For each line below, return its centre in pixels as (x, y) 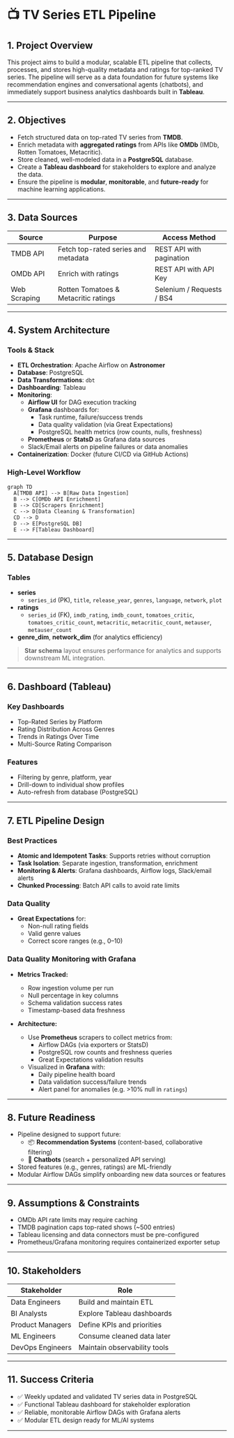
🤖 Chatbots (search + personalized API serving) (96, 1160)
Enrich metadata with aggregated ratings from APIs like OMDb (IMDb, (118, 145)
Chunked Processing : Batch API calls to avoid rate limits (98, 885)
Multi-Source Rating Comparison (64, 744)
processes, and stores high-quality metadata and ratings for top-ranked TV (115, 69)
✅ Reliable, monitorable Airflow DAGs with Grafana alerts (99, 1412)
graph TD (20, 487)
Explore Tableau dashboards (125, 1313)
